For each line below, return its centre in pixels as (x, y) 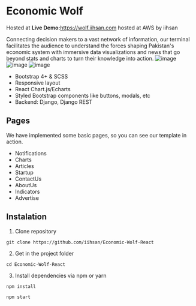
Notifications (31, 153)
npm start (19, 297)
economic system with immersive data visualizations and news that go (93, 52)
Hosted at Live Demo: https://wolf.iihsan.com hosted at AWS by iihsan (92, 28)
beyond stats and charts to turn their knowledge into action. (80, 58)
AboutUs (26, 185)
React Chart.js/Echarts (43, 89)
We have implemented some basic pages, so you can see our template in (97, 135)
